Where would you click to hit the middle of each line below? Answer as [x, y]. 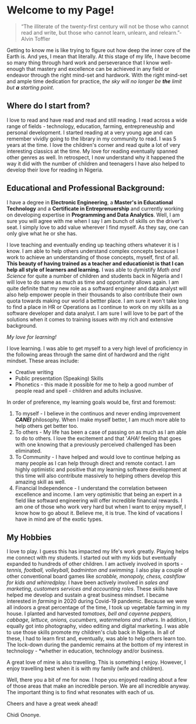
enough [16, 68]
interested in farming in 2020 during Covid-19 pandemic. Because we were [97, 601]
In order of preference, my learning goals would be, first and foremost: [92, 402]
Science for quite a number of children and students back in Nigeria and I [95, 276]
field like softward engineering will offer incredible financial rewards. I [99, 500]
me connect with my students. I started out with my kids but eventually [92, 558]
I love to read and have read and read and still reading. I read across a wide [97, 120]
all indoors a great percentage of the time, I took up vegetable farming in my [98, 608]
